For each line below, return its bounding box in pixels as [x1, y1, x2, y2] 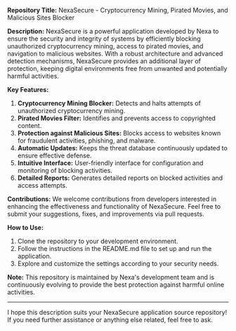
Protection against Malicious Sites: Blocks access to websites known [17, 129, 221, 137]
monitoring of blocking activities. [17, 167, 112, 174]
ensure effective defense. [17, 151, 92, 160]
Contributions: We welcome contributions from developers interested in [7, 195, 216, 203]
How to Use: [7, 223, 44, 231]
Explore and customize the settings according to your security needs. [17, 259, 219, 268]
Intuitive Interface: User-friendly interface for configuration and [17, 159, 204, 167]
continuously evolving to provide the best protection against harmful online [7, 280, 225, 289]
